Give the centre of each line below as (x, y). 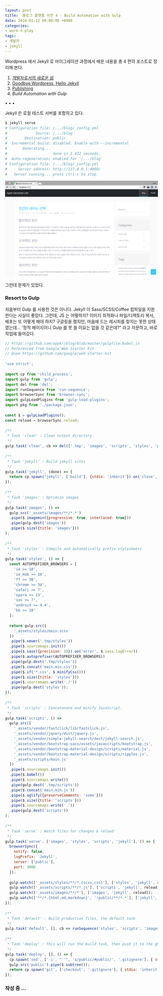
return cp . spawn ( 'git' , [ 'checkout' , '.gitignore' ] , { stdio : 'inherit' (84, 970)
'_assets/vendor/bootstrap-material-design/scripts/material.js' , (82, 749)
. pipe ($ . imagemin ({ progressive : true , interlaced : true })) (70, 518)
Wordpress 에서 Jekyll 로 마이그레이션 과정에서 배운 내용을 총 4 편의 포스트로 (79, 61)
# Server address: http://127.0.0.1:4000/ (53, 169)
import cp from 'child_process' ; (39, 374)
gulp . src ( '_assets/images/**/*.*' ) (45, 513)
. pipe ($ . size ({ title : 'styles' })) (44, 677)
